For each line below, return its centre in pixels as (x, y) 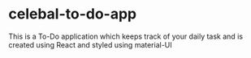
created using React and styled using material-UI (90, 44)
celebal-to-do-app (73, 14)
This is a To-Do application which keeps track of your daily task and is (126, 36)
